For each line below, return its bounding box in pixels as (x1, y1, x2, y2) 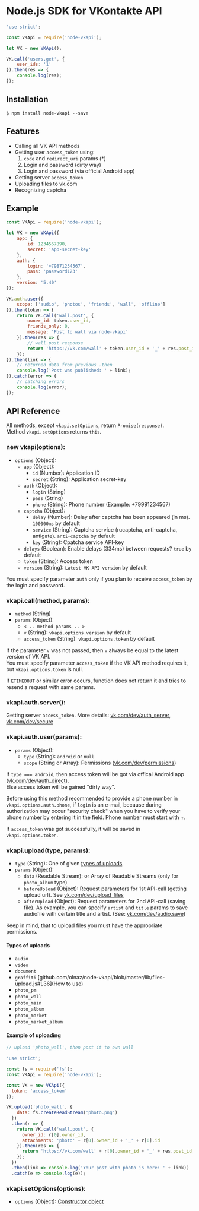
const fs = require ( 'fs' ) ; (6, 1066, 73, 1073)
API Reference (6, 406, 60, 416)
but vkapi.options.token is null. (6, 666, 84, 673)
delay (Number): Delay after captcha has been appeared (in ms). (32, 513, 190, 520)
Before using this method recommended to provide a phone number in (6, 795, 178, 802)
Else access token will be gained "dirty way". (6, 783, 115, 791)
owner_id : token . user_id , (27, 318, 92, 324)
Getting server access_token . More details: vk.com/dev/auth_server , (6, 712, 171, 719)
